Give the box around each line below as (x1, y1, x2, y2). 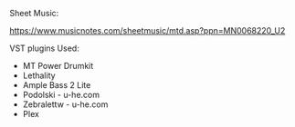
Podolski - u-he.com (22, 90, 100, 100)
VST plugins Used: (9, 43, 79, 54)
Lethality (22, 70, 57, 81)
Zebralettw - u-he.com (22, 99, 109, 110)
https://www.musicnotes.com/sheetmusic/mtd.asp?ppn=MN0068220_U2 (9, 25, 286, 35)
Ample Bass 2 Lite (22, 80, 91, 90)
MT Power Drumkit (22, 61, 94, 71)
